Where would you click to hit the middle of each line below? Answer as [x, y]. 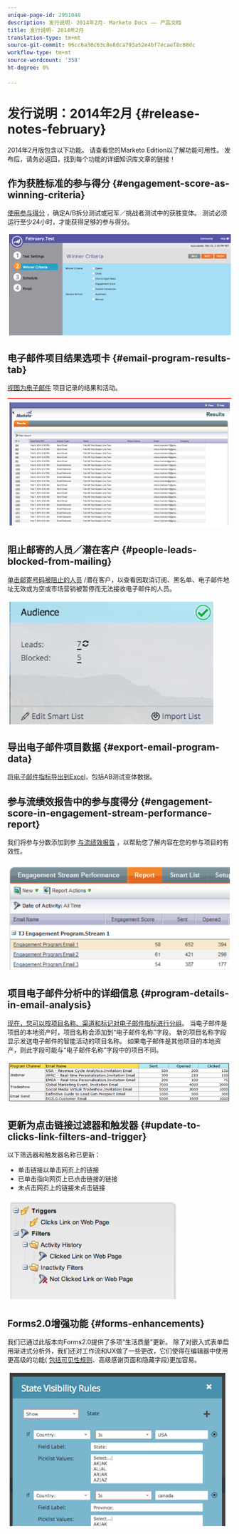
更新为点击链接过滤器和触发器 [73, 1125]
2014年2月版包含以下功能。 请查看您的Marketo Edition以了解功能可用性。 [115, 150]
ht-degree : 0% [28, 68]
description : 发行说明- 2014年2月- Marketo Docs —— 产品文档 [94, 22]
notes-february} [57, 129]
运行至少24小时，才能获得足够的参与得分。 [70, 222]
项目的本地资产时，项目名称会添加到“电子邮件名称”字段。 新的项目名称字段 [117, 1032]
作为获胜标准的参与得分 [59, 183]
